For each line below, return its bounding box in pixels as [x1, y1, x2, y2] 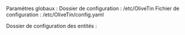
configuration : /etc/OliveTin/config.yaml [6, 11, 104, 18]
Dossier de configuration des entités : [6, 23, 97, 29]
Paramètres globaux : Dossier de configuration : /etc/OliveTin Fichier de [6, 5, 180, 12]
